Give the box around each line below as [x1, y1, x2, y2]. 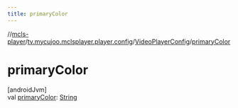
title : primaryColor [7, 10, 69, 18]
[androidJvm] [7, 85, 48, 94]
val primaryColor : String [7, 92, 77, 101]
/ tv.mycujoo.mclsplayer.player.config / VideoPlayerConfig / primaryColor [25, 37, 231, 46]
